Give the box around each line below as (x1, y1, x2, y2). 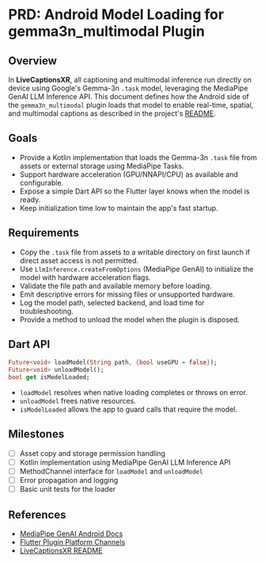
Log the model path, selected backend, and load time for (19, 297, 205, 307)
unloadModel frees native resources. (19, 396, 137, 406)
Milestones (8, 427, 65, 441)
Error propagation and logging (19, 476, 119, 485)
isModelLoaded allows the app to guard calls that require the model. (19, 404, 238, 414)
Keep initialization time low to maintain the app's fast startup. (19, 203, 219, 213)
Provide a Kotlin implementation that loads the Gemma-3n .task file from (19, 152, 257, 162)
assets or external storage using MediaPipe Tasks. (19, 161, 184, 170)
